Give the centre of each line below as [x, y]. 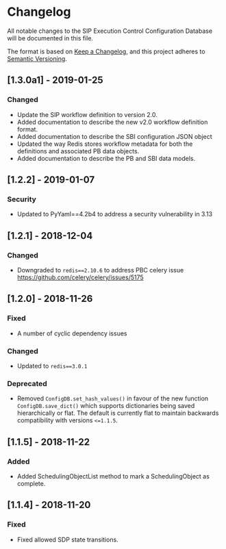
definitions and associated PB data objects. [78, 151]
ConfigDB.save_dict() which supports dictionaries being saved [106, 406]
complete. [31, 483]
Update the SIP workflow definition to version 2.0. [87, 114]
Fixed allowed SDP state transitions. [67, 539]
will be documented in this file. [50, 38]
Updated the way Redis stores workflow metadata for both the [105, 144]
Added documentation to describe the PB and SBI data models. [106, 158]
